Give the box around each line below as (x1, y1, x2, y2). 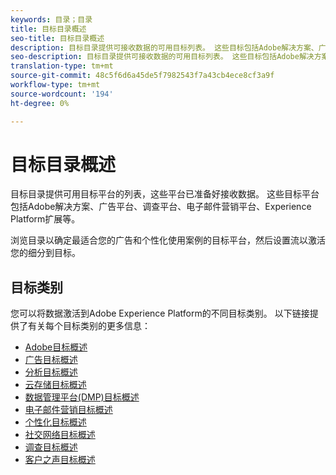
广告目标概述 (24, 354, 78, 366)
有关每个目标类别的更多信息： (27, 320, 151, 332)
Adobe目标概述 (24, 341, 88, 353)
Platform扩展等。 (10, 213, 81, 225)
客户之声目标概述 (24, 454, 96, 466)
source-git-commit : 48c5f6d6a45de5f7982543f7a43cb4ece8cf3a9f (10, 71, 275, 81)
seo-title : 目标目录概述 (10, 33, 105, 43)
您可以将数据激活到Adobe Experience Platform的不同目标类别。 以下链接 (10, 307, 310, 320)
